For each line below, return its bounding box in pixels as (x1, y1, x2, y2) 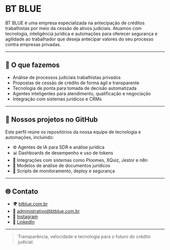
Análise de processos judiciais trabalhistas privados (12, 74, 121, 80)
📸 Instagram (12, 213, 38, 220)
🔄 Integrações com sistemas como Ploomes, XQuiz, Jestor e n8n (12, 157, 148, 163)
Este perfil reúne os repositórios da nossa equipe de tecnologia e (5, 129, 141, 135)
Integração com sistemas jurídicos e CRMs (12, 96, 102, 102)
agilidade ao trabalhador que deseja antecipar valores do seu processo (5, 36, 154, 42)
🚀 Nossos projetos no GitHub (5, 115, 98, 124)
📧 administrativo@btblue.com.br (12, 208, 80, 215)
